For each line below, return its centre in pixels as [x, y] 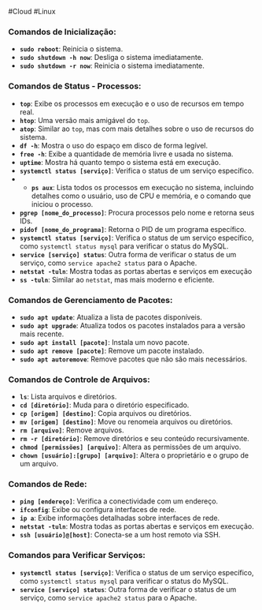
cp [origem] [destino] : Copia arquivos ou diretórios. [105, 414]
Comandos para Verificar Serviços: [77, 556]
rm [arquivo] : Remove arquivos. [72, 430]
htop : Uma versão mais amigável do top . [85, 120]
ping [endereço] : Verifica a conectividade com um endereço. [119, 501]
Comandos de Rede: [48, 485]
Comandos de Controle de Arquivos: [79, 380]
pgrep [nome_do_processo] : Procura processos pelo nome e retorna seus [137, 212]
